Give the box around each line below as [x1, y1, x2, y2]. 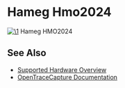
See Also [7, 47, 47, 59]
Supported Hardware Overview [17, 65, 107, 73]
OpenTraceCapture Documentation [17, 73, 118, 81]
